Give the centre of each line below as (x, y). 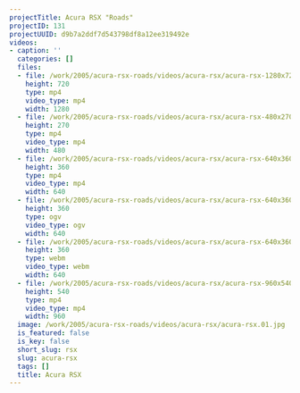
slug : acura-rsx (47, 358)
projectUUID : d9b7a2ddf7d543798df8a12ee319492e (100, 34)
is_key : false (43, 341)
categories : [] (46, 59)
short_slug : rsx (47, 349)
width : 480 (46, 150)
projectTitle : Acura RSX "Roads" (71, 17)
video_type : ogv (56, 225)
